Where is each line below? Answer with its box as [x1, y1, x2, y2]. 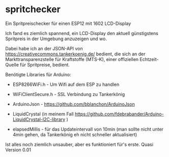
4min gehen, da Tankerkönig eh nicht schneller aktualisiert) [12, 131, 137, 138]
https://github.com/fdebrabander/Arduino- [74, 111, 164, 117]
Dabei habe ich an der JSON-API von [5, 45, 83, 51]
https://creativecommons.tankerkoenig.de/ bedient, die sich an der [5, 51, 146, 57]
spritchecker [5, 4, 61, 15]
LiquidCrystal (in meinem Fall [12, 111, 74, 117]
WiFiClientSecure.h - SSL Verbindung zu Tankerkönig [12, 91, 125, 97]
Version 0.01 [5, 146, 32, 153]
